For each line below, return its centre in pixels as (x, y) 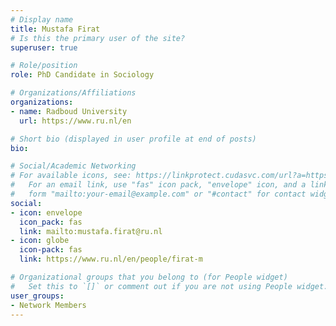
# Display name (42, 19)
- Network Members (48, 305)
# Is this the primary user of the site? (98, 38)
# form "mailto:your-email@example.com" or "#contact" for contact (158, 194)
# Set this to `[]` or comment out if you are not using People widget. (169, 286)
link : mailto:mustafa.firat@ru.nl (91, 231)
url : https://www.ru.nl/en (75, 121)
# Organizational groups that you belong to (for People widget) (149, 277)
